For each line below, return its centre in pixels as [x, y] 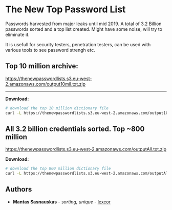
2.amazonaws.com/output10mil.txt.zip [46, 84]
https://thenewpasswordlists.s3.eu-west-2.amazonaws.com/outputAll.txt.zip [86, 149]
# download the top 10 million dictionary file [57, 108]
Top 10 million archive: [42, 66]
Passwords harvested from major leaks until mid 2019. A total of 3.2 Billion [83, 24]
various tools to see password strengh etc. [50, 50]
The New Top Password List [66, 9]
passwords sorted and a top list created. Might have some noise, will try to [84, 29]
